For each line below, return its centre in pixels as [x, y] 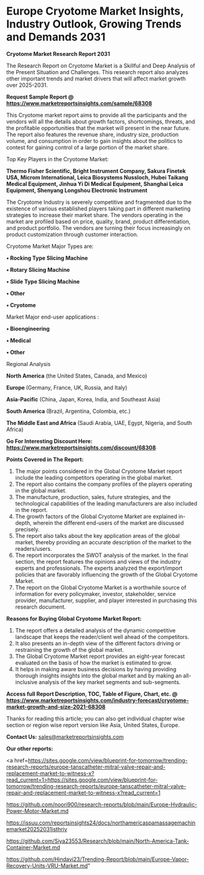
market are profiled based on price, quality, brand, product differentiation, [99, 221]
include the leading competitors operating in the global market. [94, 477]
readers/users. [33, 548]
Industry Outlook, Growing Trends [94, 24]
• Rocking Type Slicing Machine [47, 258]
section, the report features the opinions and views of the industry [98, 561]
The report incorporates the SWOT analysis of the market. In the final [101, 555]
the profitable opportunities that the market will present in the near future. [98, 128]
